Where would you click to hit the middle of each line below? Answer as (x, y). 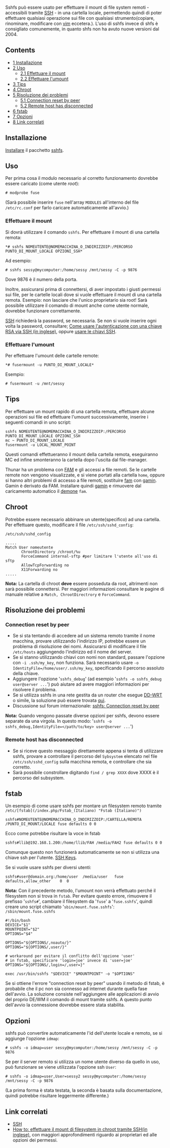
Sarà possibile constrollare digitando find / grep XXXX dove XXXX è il (86, 772)
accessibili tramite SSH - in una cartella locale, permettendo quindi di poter (84, 13)
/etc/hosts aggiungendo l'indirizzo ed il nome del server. (72, 652)
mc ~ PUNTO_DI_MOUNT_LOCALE (35, 440)
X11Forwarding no (39, 569)
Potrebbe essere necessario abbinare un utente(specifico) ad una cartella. (83, 519)
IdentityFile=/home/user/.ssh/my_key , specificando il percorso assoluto (89, 668)
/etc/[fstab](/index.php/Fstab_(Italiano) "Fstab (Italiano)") (74, 811)
